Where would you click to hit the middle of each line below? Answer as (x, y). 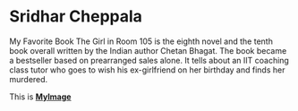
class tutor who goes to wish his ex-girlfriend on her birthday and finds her (147, 70)
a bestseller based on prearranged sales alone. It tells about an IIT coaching (149, 60)
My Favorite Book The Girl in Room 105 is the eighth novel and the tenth (141, 41)
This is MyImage (40, 97)
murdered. (29, 79)
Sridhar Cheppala (76, 17)
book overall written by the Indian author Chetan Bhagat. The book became (148, 50)
